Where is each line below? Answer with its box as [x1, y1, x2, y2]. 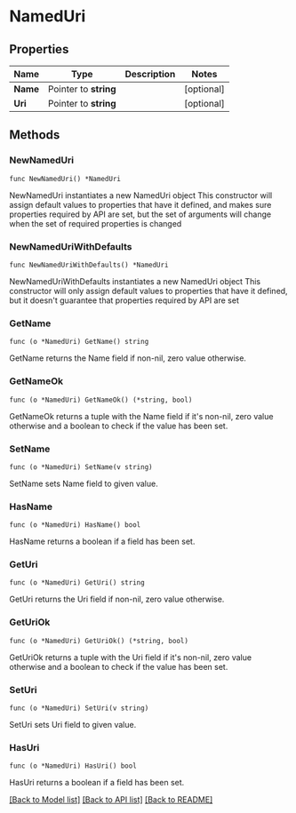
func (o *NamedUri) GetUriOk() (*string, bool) [9, 636, 189, 645]
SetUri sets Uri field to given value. [9, 720, 137, 730]
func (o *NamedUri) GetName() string [9, 338, 149, 347]
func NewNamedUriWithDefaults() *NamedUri [9, 260, 169, 269]
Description [124, 68, 176, 80]
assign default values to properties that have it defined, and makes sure [9, 199, 272, 210]
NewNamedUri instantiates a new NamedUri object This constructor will [9, 189, 273, 201]
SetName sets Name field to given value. [9, 478, 158, 489]
